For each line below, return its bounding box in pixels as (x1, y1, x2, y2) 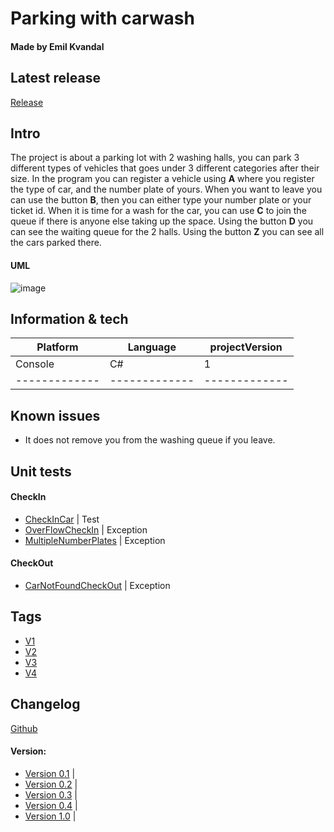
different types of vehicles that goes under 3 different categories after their (10, 162, 320, 174)
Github (10, 722, 38, 734)
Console (15, 357, 55, 371)
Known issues (10, 407, 101, 424)
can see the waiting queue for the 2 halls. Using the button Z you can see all (10, 226, 325, 238)
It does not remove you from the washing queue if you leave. (24, 434, 276, 446)
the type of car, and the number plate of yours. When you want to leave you (10, 183, 323, 196)
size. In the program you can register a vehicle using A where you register (10, 173, 315, 185)
